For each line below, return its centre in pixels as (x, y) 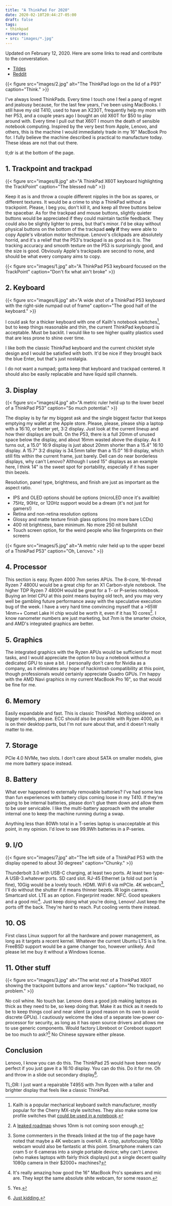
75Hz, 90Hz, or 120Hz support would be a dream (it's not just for (81, 503)
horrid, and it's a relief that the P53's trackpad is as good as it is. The (78, 240)
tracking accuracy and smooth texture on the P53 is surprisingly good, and (84, 245)
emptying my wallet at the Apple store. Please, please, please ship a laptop (84, 423)
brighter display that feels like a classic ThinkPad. (58, 1090)
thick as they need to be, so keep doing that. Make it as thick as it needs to (84, 1006)
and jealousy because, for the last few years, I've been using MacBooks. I (83, 104)
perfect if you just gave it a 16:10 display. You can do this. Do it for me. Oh (83, 1068)
